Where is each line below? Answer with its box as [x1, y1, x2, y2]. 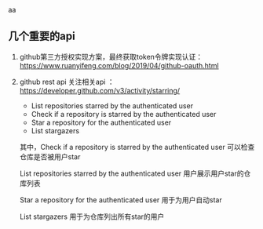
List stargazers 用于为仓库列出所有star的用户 [19, 212, 165, 221]
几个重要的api [8, 30, 76, 43]
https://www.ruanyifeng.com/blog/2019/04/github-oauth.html [19, 60, 219, 70]
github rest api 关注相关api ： [19, 77, 115, 86]
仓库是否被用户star [19, 151, 81, 162]
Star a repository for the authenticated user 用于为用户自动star [19, 194, 222, 205]
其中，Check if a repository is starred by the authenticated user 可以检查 [19, 142, 255, 151]
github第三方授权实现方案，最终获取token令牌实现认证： [19, 52, 203, 61]
